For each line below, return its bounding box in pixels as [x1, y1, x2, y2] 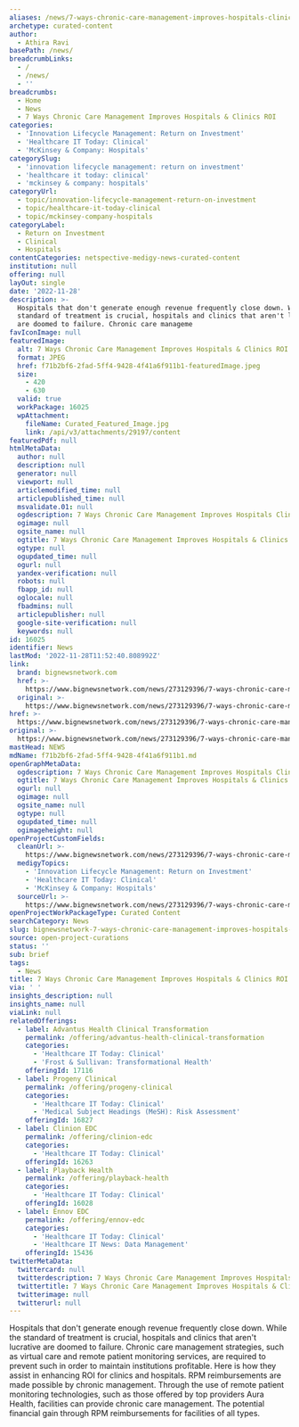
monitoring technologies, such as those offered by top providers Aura [9, 1389, 264, 1400]
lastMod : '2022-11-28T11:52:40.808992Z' [9, 652, 162, 661]
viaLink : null [9, 1008, 62, 1017]
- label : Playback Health [17, 1166, 114, 1175]
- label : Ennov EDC [17, 1207, 90, 1216]
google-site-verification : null [17, 618, 138, 627]
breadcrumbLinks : [9, 54, 74, 63]
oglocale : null [17, 594, 74, 603]
